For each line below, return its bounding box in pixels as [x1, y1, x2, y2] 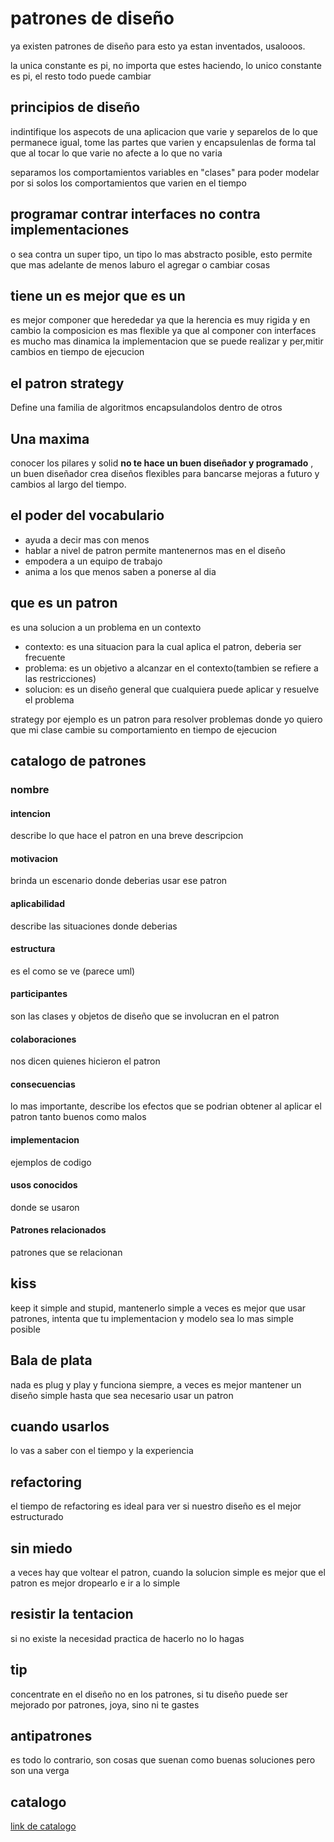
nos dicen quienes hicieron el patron [10, 1055, 161, 1067]
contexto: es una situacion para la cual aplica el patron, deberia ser [24, 640, 302, 652]
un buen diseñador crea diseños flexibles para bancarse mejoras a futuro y [10, 468, 320, 479]
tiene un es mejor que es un [10, 287, 186, 304]
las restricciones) [24, 672, 97, 684]
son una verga [10, 1765, 70, 1777]
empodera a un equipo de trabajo [24, 555, 163, 567]
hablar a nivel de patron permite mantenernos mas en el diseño [24, 544, 286, 556]
